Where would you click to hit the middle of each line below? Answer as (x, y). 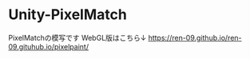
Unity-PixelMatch (68, 15)
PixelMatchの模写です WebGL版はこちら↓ (77, 37)
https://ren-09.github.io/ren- (195, 37)
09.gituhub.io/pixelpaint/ (49, 46)
